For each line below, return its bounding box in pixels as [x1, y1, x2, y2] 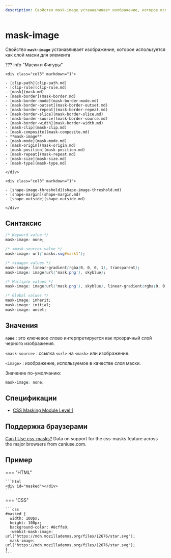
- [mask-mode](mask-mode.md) [5, 138, 67, 143]
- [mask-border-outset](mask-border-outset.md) [5, 102, 108, 108]
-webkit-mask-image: [10, 529, 53, 534]
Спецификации [5, 393, 57, 403]
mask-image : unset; [5, 307, 47, 312]
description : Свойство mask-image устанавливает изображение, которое [5, 7, 158, 13]
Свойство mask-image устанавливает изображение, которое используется [5, 46, 166, 52]
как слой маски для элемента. [5, 51, 72, 58]
